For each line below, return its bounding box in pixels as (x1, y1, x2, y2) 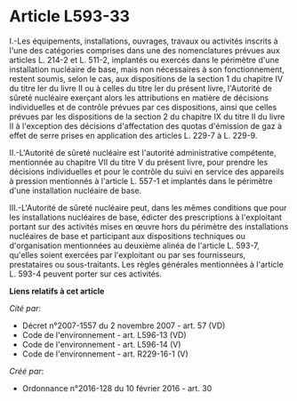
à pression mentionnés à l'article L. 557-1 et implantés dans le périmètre (9, 175, 273, 186)
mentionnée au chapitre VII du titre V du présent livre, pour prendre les (9, 156, 269, 167)
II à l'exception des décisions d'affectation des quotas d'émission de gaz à (9, 120, 283, 131)
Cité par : (9, 302, 42, 313)
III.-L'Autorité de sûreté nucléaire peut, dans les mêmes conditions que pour (9, 202, 287, 213)
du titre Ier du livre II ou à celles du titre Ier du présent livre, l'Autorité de (9, 83, 273, 93)
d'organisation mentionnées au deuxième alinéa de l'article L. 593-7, (9, 240, 260, 251)
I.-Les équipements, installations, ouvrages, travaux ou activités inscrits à (9, 36, 278, 46)
